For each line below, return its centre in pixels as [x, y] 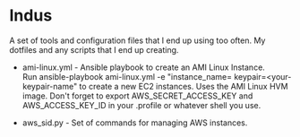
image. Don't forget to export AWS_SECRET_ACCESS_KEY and [137, 96]
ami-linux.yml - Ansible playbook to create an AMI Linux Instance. [144, 67]
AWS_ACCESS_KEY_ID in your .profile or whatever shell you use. [141, 105]
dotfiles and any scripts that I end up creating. [94, 49]
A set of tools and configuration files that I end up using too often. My [137, 40]
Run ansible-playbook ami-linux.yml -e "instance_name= [127, 76]
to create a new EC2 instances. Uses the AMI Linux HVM [184, 86]
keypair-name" [50, 86]
